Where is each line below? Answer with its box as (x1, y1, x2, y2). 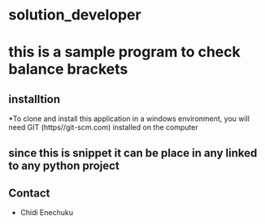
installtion (8, 92, 61, 106)
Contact (8, 186, 50, 200)
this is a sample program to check (8, 43, 241, 62)
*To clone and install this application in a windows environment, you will (8, 114, 250, 123)
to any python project (8, 158, 119, 172)
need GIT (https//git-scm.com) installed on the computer (8, 123, 198, 132)
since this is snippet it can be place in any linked (8, 146, 258, 160)
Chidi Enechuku (20, 208, 73, 218)
